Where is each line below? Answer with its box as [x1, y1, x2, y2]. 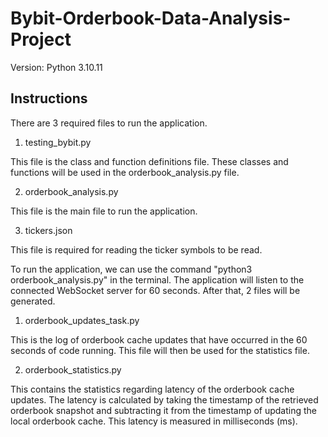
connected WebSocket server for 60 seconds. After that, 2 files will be [10, 284, 301, 296]
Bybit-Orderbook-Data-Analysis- [10, 7, 292, 30]
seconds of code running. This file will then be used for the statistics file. [10, 344, 310, 356]
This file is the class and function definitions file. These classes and [10, 155, 289, 167]
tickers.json [24, 224, 73, 236]
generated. [10, 295, 56, 307]
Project [10, 28, 72, 51]
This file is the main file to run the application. [10, 205, 198, 217]
